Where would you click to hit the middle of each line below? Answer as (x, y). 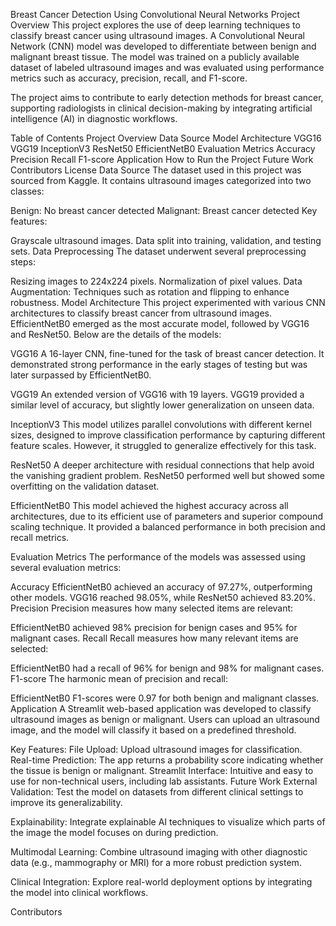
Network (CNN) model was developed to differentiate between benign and (163, 46)
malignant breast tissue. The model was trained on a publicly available (155, 57)
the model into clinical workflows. (79, 892)
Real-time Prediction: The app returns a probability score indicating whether (167, 760)
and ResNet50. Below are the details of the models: (116, 334)
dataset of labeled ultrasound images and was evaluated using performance (167, 67)
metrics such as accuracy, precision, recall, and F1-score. (129, 78)
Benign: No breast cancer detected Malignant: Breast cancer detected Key (164, 210)
